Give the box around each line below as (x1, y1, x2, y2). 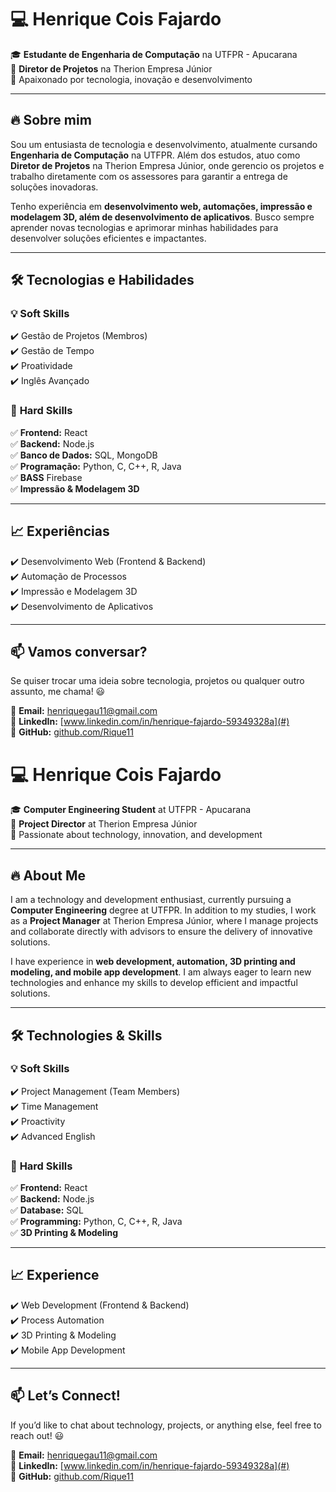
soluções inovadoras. (10, 181, 99, 193)
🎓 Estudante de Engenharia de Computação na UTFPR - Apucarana (10, 48, 298, 60)
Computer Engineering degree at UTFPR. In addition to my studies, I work (10, 904, 317, 916)
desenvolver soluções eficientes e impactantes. (10, 232, 207, 244)
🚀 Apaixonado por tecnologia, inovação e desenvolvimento (10, 73, 253, 85)
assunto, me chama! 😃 (10, 686, 106, 698)
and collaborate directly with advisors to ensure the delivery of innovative (10, 926, 313, 938)
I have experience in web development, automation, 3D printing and (10, 956, 296, 968)
